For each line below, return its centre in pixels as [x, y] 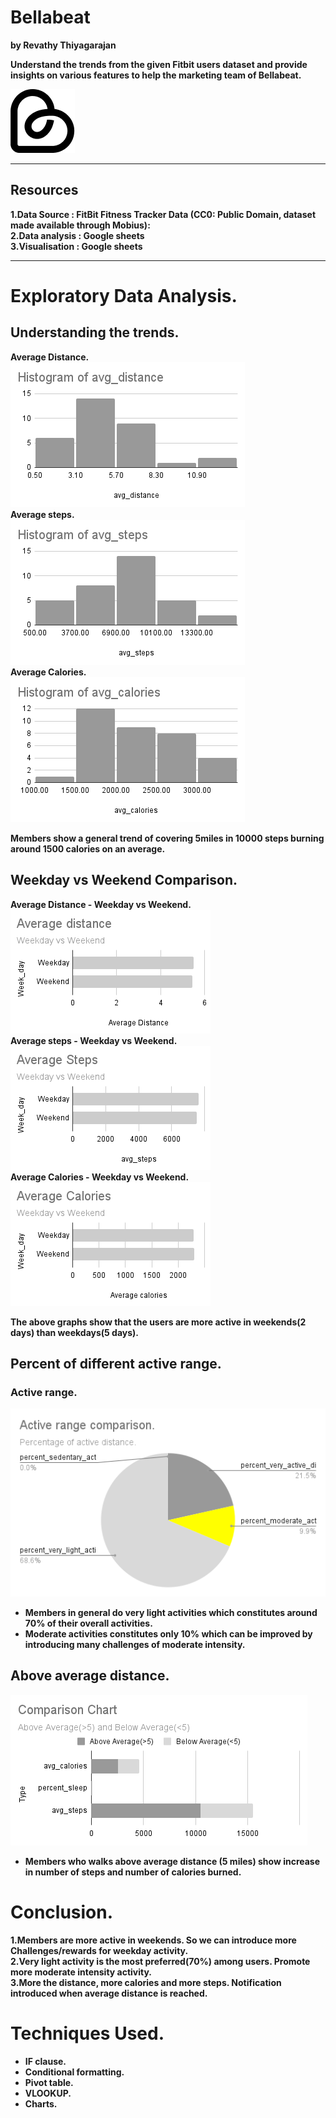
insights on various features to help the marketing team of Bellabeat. [156, 75]
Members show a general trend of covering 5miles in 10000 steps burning [167, 838]
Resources [44, 190]
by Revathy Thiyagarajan [63, 45]
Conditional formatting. [74, 2072]
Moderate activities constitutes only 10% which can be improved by [168, 1634]
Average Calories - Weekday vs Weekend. [100, 1177]
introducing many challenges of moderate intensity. [135, 1645]
